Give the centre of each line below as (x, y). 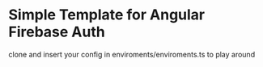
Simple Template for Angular (106, 15)
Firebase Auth (57, 32)
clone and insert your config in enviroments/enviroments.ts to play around (132, 54)
